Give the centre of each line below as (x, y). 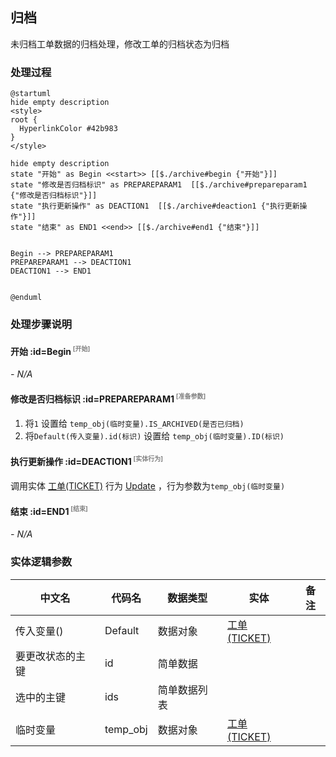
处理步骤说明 (41, 325)
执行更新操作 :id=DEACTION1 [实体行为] (87, 460)
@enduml (26, 298)
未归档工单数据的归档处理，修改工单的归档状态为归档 (120, 44)
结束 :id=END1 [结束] (49, 510)
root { (24, 120)
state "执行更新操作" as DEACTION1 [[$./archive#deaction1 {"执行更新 (155, 206)
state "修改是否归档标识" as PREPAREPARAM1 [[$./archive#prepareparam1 (159, 185)
